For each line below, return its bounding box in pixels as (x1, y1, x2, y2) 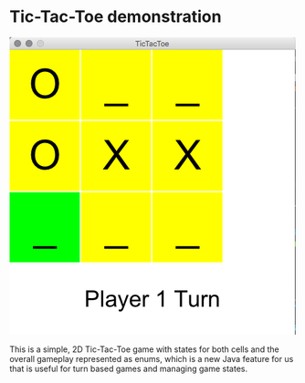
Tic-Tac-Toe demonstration (9, 6, 222, 27)
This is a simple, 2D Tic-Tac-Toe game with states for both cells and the (9, 344, 280, 355)
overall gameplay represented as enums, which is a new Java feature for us (9, 353, 294, 364)
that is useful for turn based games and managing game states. (9, 363, 248, 374)
